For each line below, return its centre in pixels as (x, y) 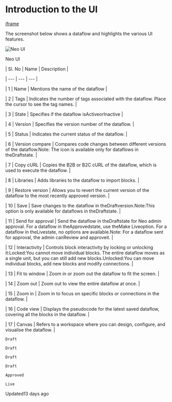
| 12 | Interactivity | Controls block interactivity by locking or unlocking (79, 247)
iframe (12, 24)
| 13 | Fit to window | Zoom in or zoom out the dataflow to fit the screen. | (82, 274)
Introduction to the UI (52, 9)
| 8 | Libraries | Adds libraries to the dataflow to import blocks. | (72, 180)
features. (15, 39)
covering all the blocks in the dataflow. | (47, 314)
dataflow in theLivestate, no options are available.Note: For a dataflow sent (84, 232)
